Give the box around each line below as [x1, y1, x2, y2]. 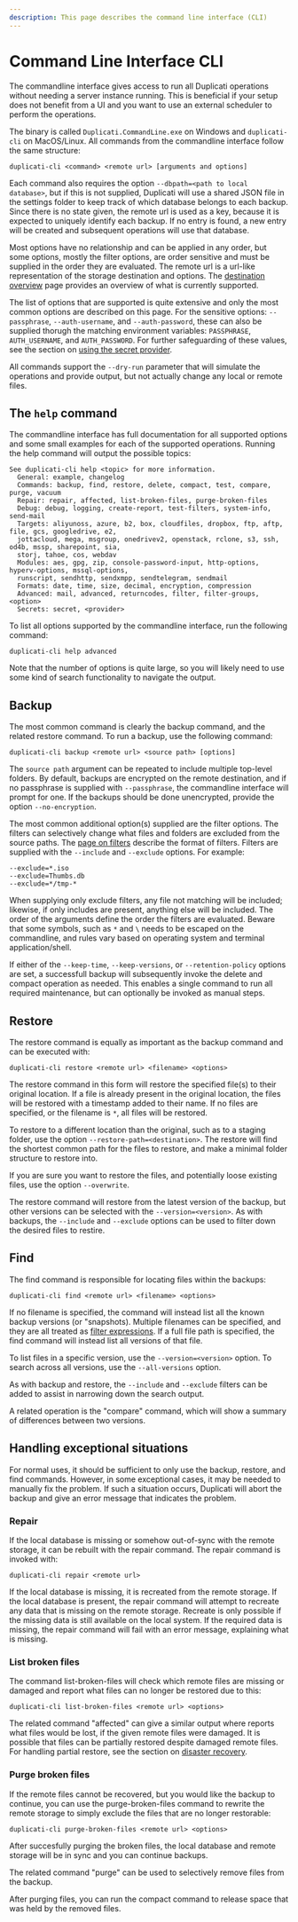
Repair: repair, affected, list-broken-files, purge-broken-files [17, 496, 268, 506]
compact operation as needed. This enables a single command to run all [9, 978, 273, 989]
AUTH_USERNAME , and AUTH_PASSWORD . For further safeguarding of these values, [9, 335, 287, 345]
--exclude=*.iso [9, 864, 69, 873]
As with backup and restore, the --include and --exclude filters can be [9, 1379, 268, 1390]
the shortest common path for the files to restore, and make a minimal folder [9, 1144, 288, 1154]
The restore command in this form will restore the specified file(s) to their [9, 1079, 277, 1090]
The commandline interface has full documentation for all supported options [9, 429, 288, 440]
